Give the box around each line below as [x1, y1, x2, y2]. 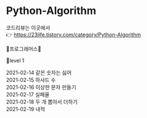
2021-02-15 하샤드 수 [6, 76, 56, 83]
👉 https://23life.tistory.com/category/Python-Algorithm [6, 31, 141, 38]
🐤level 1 [6, 57, 25, 64]
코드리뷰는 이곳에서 [6, 24, 50, 31]
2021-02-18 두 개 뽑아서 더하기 [6, 98, 78, 105]
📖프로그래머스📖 [6, 45, 42, 52]
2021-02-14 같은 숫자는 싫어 [6, 69, 72, 76]
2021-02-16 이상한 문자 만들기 [6, 84, 77, 91]
